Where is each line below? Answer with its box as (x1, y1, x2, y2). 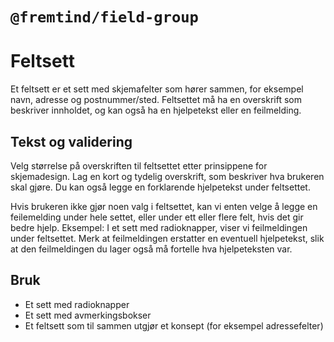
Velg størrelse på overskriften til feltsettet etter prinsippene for (10, 159, 268, 172)
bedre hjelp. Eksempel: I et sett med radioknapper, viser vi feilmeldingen (10, 221, 308, 233)
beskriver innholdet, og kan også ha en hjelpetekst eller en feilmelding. (10, 104, 302, 117)
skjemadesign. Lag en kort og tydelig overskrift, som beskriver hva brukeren (10, 170, 325, 182)
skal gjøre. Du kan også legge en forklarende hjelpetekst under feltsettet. (10, 181, 311, 193)
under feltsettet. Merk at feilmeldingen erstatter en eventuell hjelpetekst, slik (10, 232, 325, 244)
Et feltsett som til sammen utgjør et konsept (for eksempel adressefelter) (24, 319, 324, 332)
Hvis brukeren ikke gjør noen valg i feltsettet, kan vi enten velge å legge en (10, 200, 318, 212)
